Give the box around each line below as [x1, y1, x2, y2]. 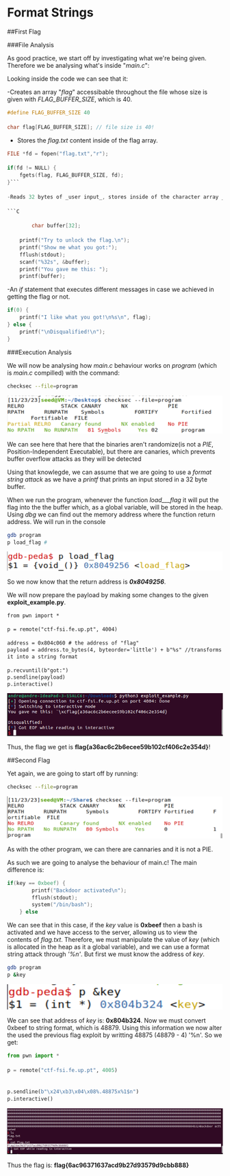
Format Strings [7, 5, 94, 21]
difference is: [7, 865, 44, 874]
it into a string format [7, 653, 78, 660]
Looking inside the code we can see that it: [7, 74, 129, 83]
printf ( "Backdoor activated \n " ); [31, 887, 127, 894]
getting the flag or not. [7, 292, 71, 301]
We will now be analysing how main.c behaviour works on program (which [7, 361, 217, 369]
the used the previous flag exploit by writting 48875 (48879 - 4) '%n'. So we [7, 1031, 222, 1039]
